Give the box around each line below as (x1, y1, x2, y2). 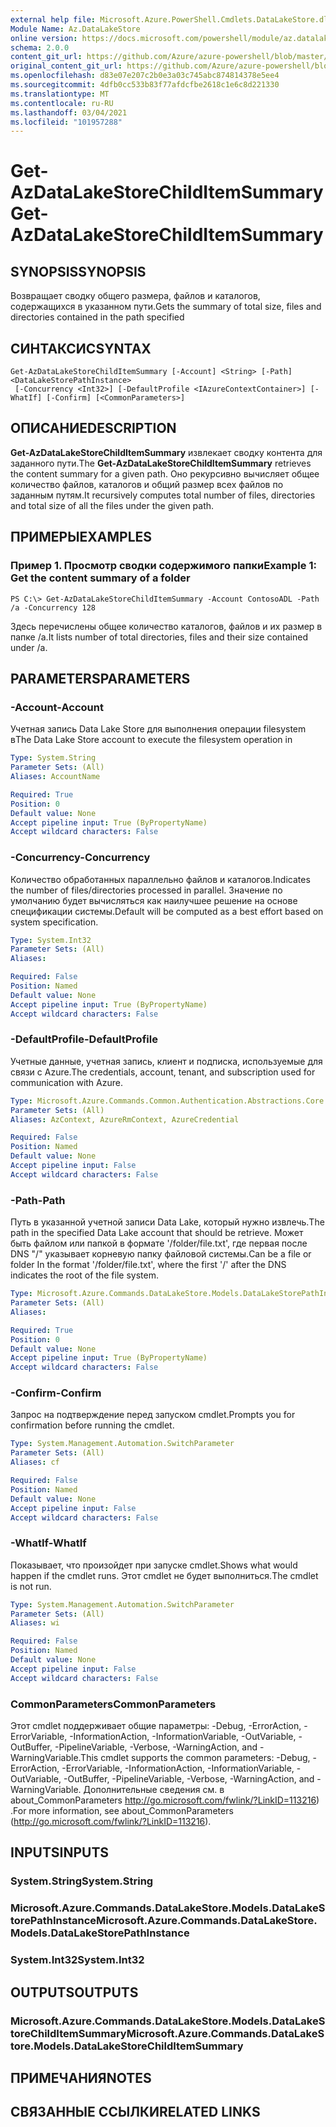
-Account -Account (10, 700, 104, 714)
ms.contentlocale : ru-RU (10, 98, 114, 108)
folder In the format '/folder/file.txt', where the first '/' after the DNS (10, 1259, 287, 1271)
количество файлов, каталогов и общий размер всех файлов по (10, 478, 284, 490)
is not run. (10, 1580, 52, 1592)
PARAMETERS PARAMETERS (10, 670, 191, 687)
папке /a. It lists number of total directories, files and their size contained (10, 631, 309, 643)
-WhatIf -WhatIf (10, 1536, 87, 1550)
